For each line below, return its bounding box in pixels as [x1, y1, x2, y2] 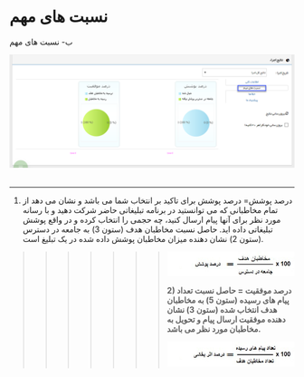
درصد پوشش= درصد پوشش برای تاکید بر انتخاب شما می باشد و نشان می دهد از [22, 195, 292, 206]
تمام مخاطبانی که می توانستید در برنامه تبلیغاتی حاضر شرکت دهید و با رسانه [22, 204, 279, 215]
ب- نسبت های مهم [9, 36, 73, 47]
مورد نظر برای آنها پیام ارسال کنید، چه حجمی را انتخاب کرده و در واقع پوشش [22, 214, 281, 225]
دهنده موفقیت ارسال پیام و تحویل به [166, 314, 287, 325]
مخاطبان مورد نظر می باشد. [166, 324, 261, 334]
